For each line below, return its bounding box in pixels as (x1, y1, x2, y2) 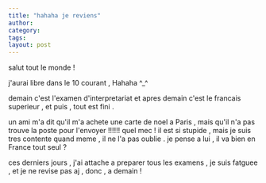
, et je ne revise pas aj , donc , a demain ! (8, 166, 142, 176)
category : (8, 26, 41, 34)
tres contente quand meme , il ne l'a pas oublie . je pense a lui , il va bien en (8, 134, 256, 143)
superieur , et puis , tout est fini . (8, 102, 114, 112)
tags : (8, 33, 26, 42)
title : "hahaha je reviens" (8, 11, 102, 20)
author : (8, 19, 34, 27)
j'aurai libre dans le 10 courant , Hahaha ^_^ (8, 78, 148, 88)
